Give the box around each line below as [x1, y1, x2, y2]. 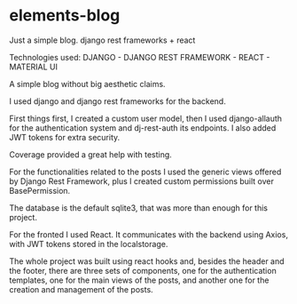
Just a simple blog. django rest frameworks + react [9, 35, 196, 45]
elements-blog [9, 5, 121, 26]
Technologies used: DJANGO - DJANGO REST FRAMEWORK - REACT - [9, 52, 270, 62]
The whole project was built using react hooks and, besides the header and [9, 255, 285, 267]
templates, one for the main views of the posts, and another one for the [9, 275, 270, 285]
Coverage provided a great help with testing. [9, 148, 173, 160]
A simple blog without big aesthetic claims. [9, 78, 166, 89]
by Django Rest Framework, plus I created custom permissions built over [9, 175, 275, 187]
